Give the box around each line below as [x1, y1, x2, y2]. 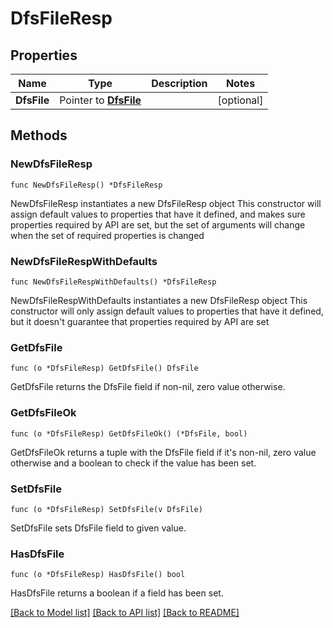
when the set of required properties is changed [10, 229, 205, 241]
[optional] [217, 93, 264, 107]
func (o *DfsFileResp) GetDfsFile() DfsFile [10, 363, 199, 374]
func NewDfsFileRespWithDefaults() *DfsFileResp [10, 277, 217, 287]
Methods [10, 127, 68, 144]
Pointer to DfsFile [59, 93, 142, 107]
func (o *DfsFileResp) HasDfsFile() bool [10, 570, 186, 580]
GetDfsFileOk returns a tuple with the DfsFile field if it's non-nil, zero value [10, 446, 317, 458]
